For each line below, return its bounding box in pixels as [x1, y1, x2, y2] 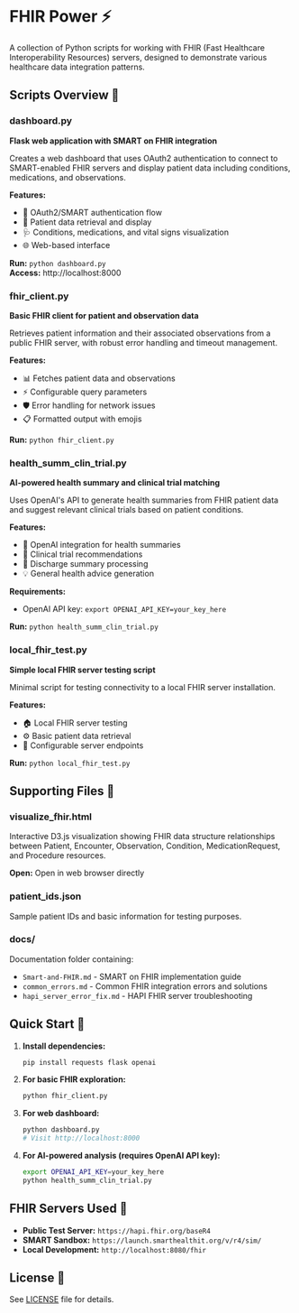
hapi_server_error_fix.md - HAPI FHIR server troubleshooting [22, 990, 253, 1001]
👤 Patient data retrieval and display [22, 217, 152, 227]
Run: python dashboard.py [9, 257, 106, 268]
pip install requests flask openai [22, 1058, 157, 1067]
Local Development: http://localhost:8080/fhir [22, 1244, 207, 1254]
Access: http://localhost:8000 [9, 267, 122, 278]
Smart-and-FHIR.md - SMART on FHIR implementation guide [22, 971, 241, 982]
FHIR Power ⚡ [9, 6, 113, 27]
